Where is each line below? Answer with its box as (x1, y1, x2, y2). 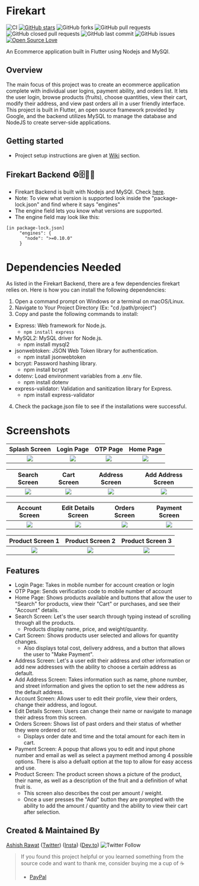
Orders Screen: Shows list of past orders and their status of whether (14, 720, 182, 727)
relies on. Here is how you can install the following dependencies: (6, 286, 166, 293)
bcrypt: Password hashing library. (14, 360, 97, 367)
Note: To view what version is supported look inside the (14, 195, 151, 202)
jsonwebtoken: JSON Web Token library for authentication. (14, 347, 159, 355)
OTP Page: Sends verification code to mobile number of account (14, 588, 173, 595)
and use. (14, 764, 37, 771)
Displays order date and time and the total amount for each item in (23, 733, 185, 740)
